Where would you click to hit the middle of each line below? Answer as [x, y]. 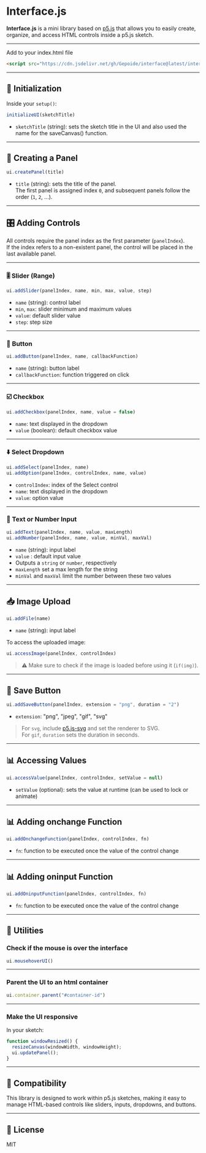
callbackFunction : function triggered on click [72, 375]
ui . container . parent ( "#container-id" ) [56, 995]
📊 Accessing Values [47, 761]
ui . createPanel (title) [35, 172]
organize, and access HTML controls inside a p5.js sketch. [80, 34]
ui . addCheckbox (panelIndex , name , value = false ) [71, 412]
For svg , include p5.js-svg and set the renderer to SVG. [90, 728]
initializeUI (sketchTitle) [41, 115]
